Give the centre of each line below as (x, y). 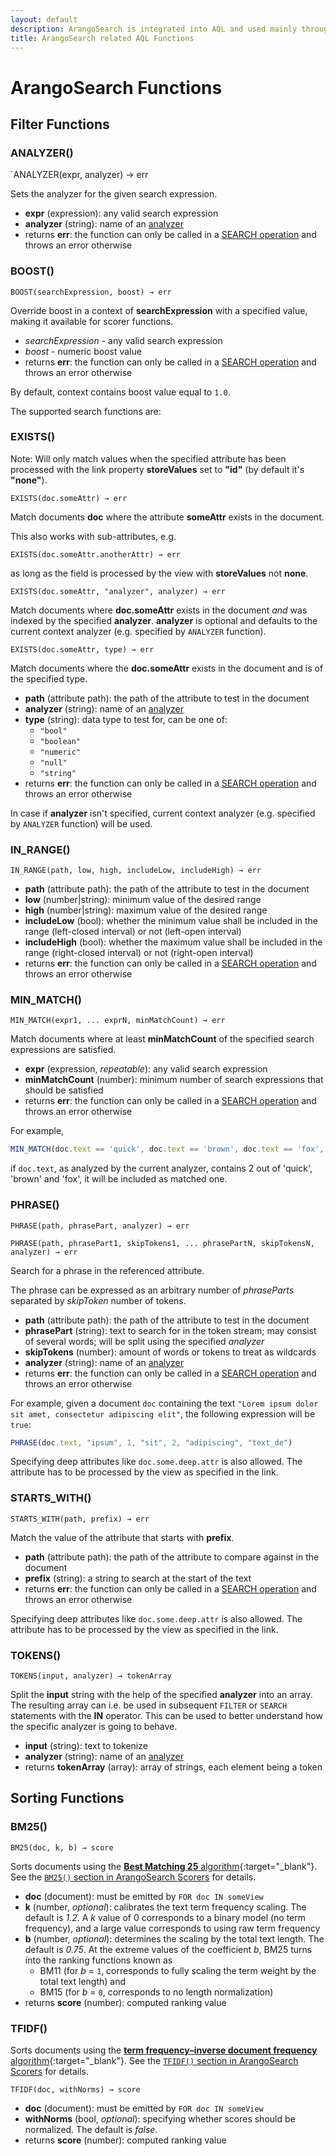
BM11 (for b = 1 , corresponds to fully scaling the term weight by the (178, 1970)
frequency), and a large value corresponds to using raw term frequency (172, 1928)
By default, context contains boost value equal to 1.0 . (120, 392)
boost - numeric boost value (83, 351)
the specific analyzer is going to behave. (94, 1727)
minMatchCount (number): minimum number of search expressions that (174, 1080)
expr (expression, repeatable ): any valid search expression (146, 1069)
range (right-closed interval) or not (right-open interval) (139, 953)
